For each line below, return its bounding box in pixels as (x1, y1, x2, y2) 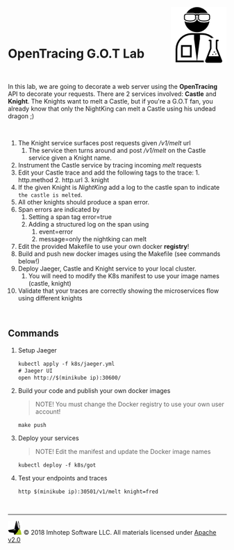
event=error (38, 227, 74, 236)
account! (35, 407, 61, 416)
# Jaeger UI (17, 367, 53, 374)
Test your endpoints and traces (17, 474, 108, 482)
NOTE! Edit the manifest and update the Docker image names (35, 447, 211, 455)
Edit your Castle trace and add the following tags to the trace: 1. (17, 168, 200, 177)
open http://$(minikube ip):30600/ (17, 374, 122, 381)
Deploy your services (17, 434, 79, 442)
